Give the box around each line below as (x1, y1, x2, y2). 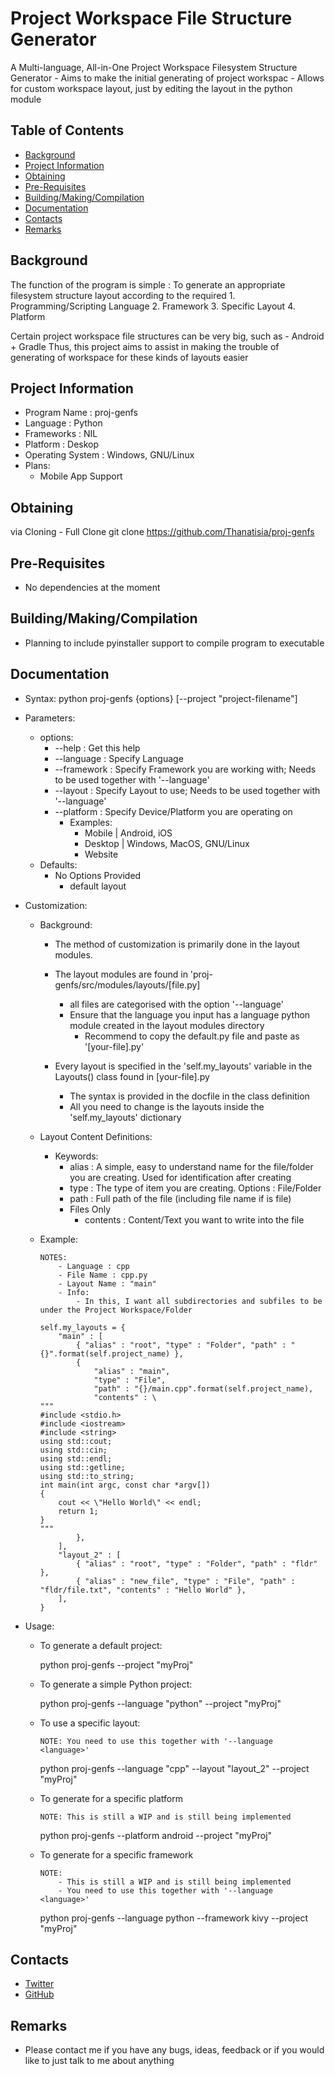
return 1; (58, 1506, 99, 1516)
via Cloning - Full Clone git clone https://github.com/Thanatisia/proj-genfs (10, 526, 315, 538)
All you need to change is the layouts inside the (69, 1100, 265, 1112)
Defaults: (39, 858, 78, 871)
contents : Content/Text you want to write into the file (84, 1213, 305, 1226)
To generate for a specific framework (39, 1848, 194, 1861)
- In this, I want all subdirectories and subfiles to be (75, 1296, 323, 1306)
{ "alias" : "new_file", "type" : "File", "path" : (75, 1576, 296, 1586)
